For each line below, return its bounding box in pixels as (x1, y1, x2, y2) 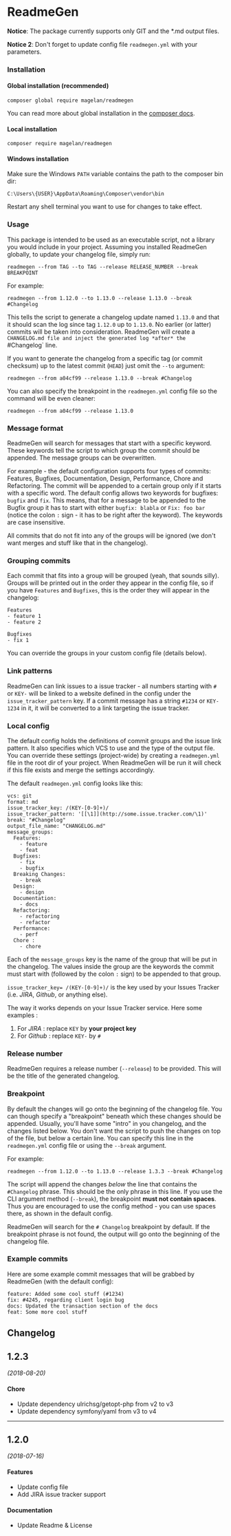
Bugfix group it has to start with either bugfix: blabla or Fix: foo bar (7, 504, 206, 512)
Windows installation (7, 154, 69, 162)
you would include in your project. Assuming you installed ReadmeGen (7, 242, 208, 251)
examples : (7, 1011, 38, 1019)
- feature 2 (7, 619, 41, 626)
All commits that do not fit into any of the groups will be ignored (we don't (7, 531, 216, 540)
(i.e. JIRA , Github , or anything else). (7, 990, 108, 999)
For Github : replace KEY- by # (16, 1032, 101, 1040)
